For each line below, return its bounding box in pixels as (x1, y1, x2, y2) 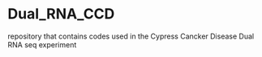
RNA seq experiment (7, 39, 77, 49)
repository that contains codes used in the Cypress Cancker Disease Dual (7, 31, 255, 41)
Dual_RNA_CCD (7, 5, 115, 23)
